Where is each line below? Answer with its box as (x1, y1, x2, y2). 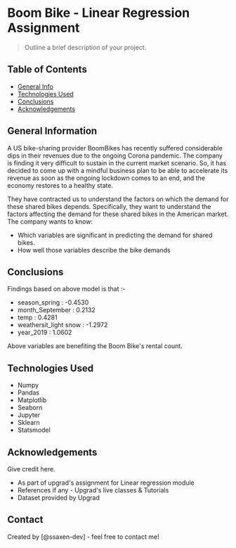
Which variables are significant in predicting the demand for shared (17, 231, 213, 239)
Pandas (17, 388, 40, 397)
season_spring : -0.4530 (17, 298, 89, 307)
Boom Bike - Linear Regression (7, 5, 190, 21)
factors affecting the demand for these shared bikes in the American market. (7, 210, 229, 218)
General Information (7, 125, 98, 137)
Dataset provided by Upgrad (17, 494, 100, 502)
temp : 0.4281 (17, 313, 58, 321)
